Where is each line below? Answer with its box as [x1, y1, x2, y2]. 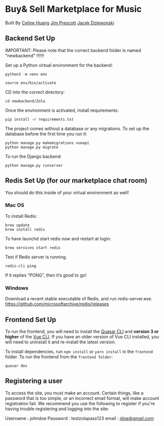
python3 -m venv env [5, 72, 48, 77]
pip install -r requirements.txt [5, 117, 74, 122]
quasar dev [5, 363, 28, 368]
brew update [5, 223, 30, 228]
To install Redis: [5, 213, 37, 219]
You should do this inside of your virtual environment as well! [5, 189, 129, 195]
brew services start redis [5, 245, 61, 250]
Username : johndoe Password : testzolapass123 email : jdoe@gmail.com [5, 415, 154, 421]
